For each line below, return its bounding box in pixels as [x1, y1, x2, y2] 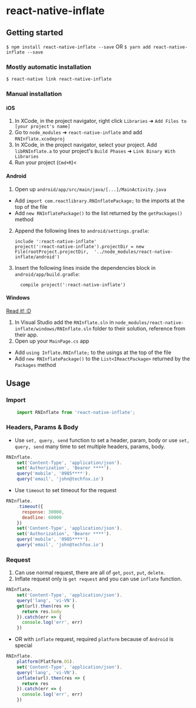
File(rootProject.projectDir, [14, 249, 89, 255]
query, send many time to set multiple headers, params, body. [14, 443, 165, 450]
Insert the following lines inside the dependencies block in [14, 264, 156, 271]
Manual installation [6, 90, 62, 98]
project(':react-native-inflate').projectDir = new [14, 243, 144, 249]
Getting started [6, 28, 64, 38]
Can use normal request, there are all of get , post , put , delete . [14, 569, 165, 576]
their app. [14, 331, 38, 338]
